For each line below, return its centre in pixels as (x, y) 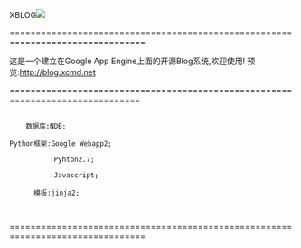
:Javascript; (74, 176)
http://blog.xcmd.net (58, 72)
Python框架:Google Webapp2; (61, 144)
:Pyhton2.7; (72, 159)
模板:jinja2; (56, 193)
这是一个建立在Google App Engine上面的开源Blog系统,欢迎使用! (127, 61)
